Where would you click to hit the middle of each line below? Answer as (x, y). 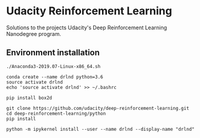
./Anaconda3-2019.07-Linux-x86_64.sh (53, 66)
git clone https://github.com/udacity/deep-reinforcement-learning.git (98, 108)
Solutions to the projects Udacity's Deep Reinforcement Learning (86, 27)
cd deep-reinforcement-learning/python (56, 114)
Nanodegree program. (34, 33)
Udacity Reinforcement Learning (89, 11)
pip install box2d (29, 98)
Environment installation (53, 53)
